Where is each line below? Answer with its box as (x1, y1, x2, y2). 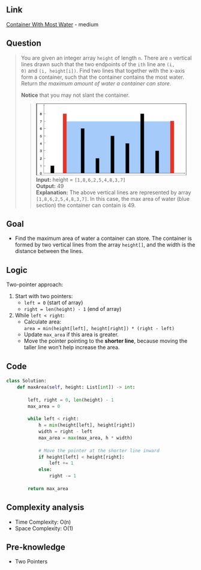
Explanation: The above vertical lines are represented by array (35, 189, 191, 196)
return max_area (28, 485, 68, 492)
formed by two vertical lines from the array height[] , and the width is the (14, 241, 196, 248)
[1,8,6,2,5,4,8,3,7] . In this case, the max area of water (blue (35, 195, 190, 202)
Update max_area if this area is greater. (23, 331, 119, 339)
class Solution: (6, 378, 47, 384)
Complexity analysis (6, 502, 85, 513)
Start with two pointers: (14, 293, 73, 300)
